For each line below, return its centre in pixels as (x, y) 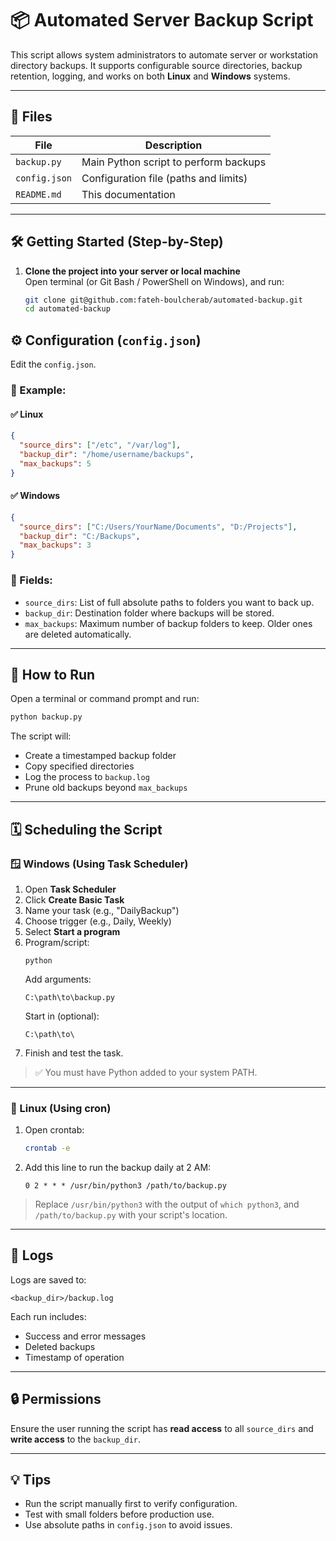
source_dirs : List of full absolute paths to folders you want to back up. (169, 602)
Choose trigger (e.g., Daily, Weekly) (98, 921)
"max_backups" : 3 (55, 545)
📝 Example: (38, 390)
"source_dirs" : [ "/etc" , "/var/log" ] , (100, 445)
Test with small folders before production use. (119, 1514)
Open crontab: (54, 1130)
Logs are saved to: (48, 1279)
